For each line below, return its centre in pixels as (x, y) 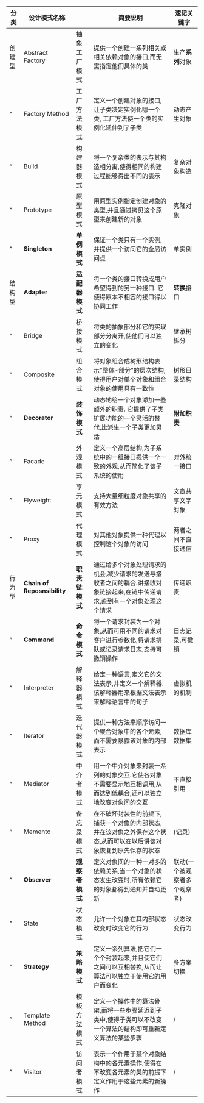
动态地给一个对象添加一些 (130, 400)
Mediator (36, 784)
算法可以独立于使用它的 (127, 976)
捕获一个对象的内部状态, (127, 823)
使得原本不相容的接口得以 (130, 297)
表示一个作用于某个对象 (127, 1054)
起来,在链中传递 (134, 592)
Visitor (33, 1072)
